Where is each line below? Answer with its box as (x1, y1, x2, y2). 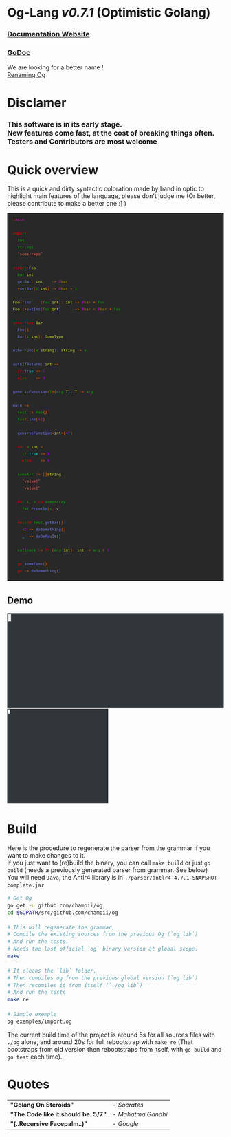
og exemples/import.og (7, 1018, 72, 1025)
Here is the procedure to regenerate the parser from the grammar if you (7, 844, 210, 852)
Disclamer (7, 95, 67, 111)
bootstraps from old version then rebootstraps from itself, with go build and (7, 1045, 222, 1053)
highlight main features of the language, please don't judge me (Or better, (7, 192, 216, 200)
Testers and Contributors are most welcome (7, 136, 157, 146)
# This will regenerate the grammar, (7, 924, 115, 931)
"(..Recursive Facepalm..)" (10, 1120, 88, 1128)
